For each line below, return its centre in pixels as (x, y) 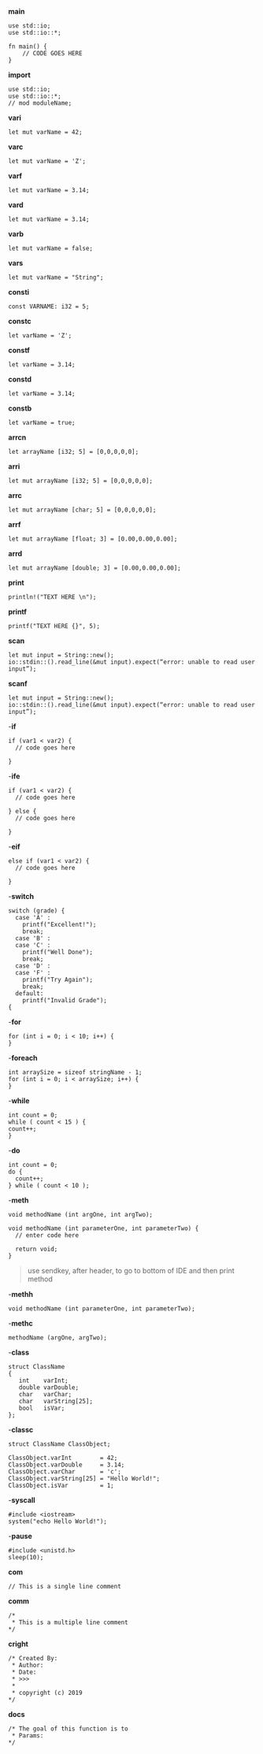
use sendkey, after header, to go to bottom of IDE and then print (131, 1271)
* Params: (28, 1736)
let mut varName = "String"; (56, 277)
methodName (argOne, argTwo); (58, 1338)
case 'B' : (33, 938)
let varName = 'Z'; (40, 336)
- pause (20, 1536)
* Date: (24, 1672)
